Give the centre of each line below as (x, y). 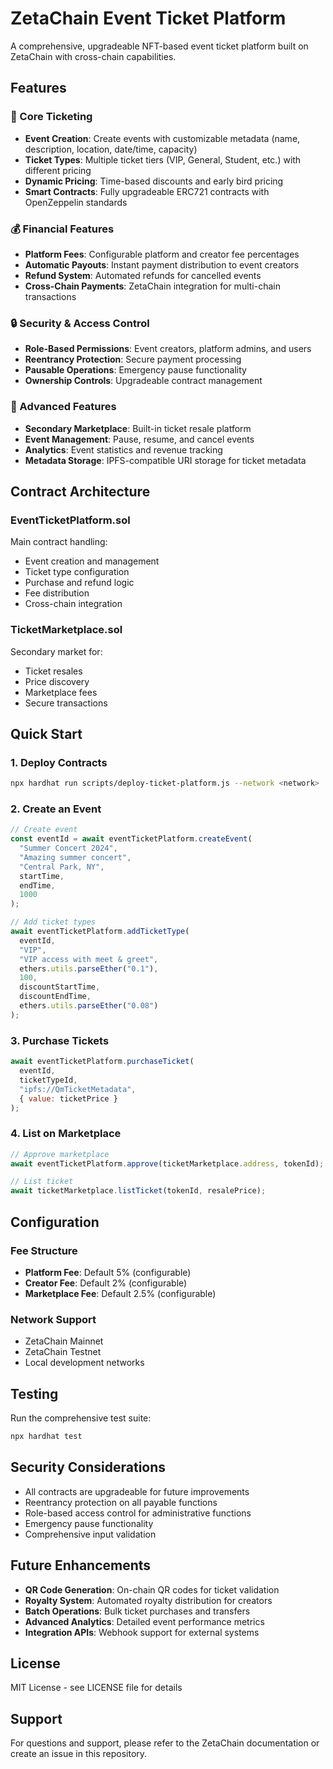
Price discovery (57, 681)
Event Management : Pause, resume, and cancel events (139, 439)
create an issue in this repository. (79, 1754)
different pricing (58, 170)
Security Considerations (88, 1467)
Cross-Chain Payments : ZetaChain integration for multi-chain (152, 286)
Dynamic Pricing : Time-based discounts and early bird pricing (154, 181)
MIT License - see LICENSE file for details (96, 1688)
